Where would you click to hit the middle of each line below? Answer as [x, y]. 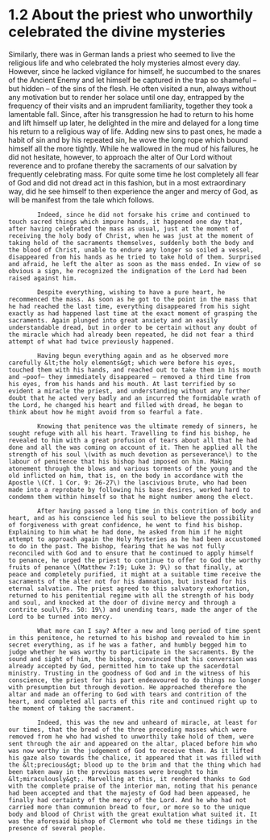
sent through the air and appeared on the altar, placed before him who [133, 743]
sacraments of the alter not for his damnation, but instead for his [128, 581]
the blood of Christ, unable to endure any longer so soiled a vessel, [131, 250]
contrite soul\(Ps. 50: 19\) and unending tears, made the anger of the [133, 609]
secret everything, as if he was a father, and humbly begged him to [128, 645]
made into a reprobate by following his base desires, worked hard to [129, 489]
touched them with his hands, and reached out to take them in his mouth [135, 370]
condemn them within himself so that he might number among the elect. [131, 497]
